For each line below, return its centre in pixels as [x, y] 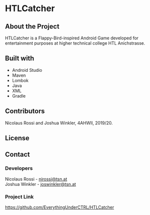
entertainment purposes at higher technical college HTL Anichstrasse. [75, 43]
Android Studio [27, 70]
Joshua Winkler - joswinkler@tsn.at [41, 184]
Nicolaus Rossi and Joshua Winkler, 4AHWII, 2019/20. [59, 123]
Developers [19, 168]
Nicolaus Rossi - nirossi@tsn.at [36, 179]
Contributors [25, 111]
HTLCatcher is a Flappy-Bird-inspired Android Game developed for [72, 38]
